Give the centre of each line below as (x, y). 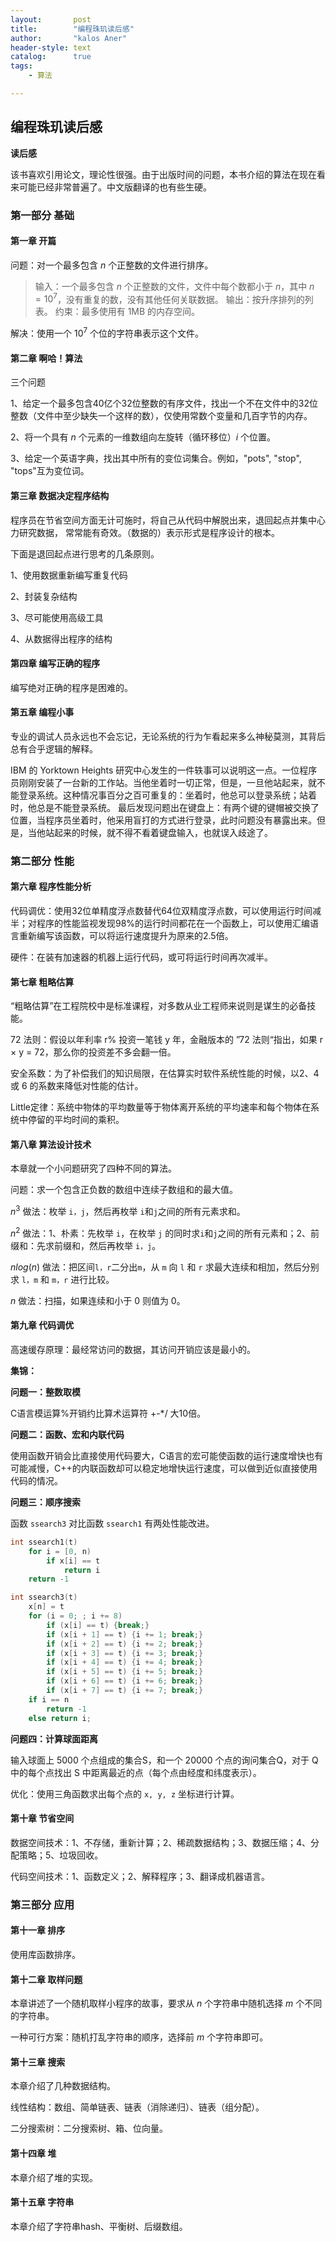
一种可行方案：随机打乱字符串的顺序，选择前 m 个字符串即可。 (139, 2037)
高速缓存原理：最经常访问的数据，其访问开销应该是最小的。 (133, 1349)
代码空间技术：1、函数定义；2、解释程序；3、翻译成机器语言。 (140, 1876)
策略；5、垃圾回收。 (61, 1855)
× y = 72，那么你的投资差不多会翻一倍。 (93, 1052)
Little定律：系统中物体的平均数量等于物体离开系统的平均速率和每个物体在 (161, 1107)
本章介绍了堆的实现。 (54, 2177)
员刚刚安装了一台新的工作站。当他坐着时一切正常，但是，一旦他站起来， (159, 782)
